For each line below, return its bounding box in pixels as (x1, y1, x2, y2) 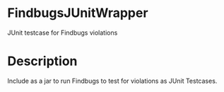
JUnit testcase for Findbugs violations (7, 28, 118, 37)
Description (7, 53, 78, 69)
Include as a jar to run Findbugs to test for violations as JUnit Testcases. (7, 76, 218, 85)
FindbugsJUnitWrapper (7, 5, 148, 21)
